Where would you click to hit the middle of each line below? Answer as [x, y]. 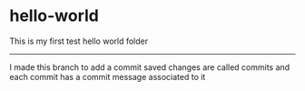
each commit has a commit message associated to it [108, 76]
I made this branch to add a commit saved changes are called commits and [150, 67]
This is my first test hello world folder [79, 41]
